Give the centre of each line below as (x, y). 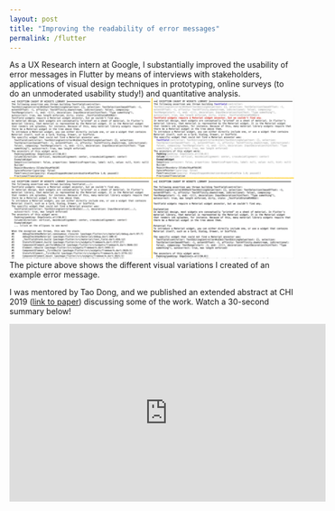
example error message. (55, 274)
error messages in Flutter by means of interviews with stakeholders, (136, 74)
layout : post (34, 19)
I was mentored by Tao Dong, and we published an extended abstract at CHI (151, 292)
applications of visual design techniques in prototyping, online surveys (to (147, 84)
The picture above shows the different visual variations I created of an (140, 265)
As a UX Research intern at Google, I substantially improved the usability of (149, 65)
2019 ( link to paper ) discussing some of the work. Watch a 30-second (139, 302)
